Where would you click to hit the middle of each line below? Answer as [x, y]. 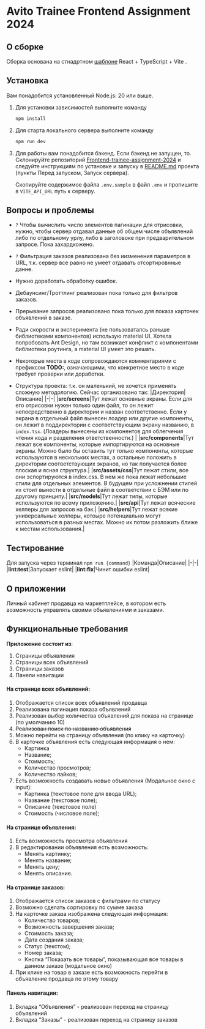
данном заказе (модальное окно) [68, 966]
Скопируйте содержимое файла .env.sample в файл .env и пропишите [106, 184]
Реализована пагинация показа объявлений [73, 709]
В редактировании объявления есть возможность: [82, 847]
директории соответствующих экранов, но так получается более [101, 464]
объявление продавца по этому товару [66, 979]
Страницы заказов [39, 669]
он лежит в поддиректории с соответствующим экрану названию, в [105, 425]
